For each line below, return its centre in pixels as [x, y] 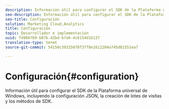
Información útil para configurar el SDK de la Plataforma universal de [76, 90]
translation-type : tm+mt [31, 43]
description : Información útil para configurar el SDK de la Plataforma [83, 10]
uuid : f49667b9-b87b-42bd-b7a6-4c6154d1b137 [53, 38]
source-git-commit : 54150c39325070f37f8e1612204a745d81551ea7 [72, 47]
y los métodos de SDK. [29, 101]
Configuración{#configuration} [72, 76]
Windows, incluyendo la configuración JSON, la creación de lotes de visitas [83, 95]
